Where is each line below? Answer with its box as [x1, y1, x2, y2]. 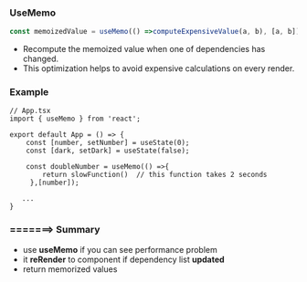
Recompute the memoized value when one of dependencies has [22, 44, 266, 55]
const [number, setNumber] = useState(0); [26, 139, 190, 148]
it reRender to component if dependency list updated [22, 254, 226, 265]
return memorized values [22, 263, 118, 275]
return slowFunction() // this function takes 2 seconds [42, 171, 268, 180]
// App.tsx [9, 107, 51, 116]
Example [9, 86, 49, 99]
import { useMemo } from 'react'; [9, 114, 142, 124]
